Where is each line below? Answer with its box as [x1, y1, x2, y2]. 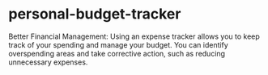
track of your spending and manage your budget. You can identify [8, 40, 228, 49]
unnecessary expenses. [8, 57, 88, 67]
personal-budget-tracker [8, 5, 181, 23]
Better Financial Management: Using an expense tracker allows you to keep [8, 31, 261, 41]
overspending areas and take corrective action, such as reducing [8, 48, 225, 58]
